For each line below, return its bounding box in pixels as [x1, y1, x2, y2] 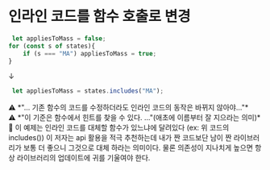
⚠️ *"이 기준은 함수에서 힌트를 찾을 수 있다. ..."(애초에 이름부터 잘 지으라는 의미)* [8, 113, 261, 122]
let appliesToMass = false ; [11, 34, 106, 43]
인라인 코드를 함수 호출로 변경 [8, 7, 191, 26]
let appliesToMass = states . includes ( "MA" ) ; [11, 87, 164, 95]
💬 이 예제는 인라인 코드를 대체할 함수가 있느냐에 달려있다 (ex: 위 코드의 [8, 122, 230, 133]
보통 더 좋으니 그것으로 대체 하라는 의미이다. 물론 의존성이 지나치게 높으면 [23, 143, 254, 153]
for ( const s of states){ [8, 42, 95, 50]
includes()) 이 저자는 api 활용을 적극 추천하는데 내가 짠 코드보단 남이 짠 [8, 133, 232, 143]
